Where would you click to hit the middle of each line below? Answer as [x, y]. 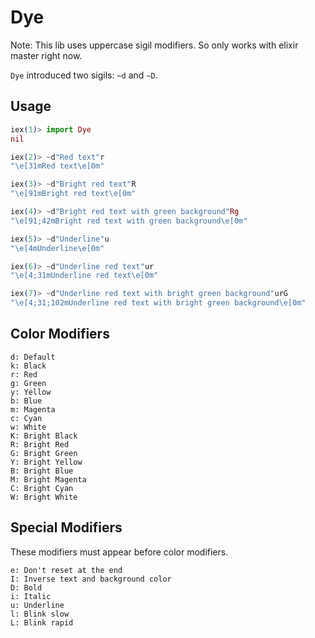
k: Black [28, 366]
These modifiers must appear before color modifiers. [119, 552]
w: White [28, 427]
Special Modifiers [66, 527]
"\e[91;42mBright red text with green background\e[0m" [129, 221]
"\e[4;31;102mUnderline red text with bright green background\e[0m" [158, 303]
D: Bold [26, 587]
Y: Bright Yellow [46, 462]
